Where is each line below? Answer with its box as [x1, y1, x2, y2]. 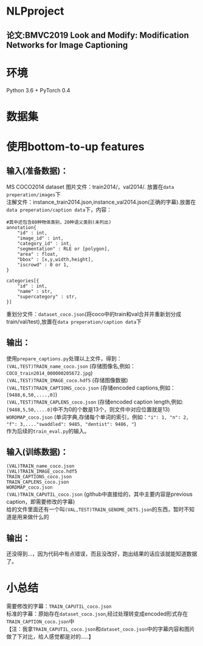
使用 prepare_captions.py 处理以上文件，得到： [6, 354, 123, 362]
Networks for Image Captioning [6, 40, 128, 50]
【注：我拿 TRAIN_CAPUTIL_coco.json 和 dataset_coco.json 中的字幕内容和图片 [6, 625, 196, 633]
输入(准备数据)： [6, 166, 69, 176]
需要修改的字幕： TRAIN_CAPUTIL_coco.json [6, 603, 112, 610]
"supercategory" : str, [17, 294, 78, 300]
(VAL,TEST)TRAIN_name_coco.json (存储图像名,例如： [6, 362, 136, 369]
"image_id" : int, [17, 235, 64, 241]
